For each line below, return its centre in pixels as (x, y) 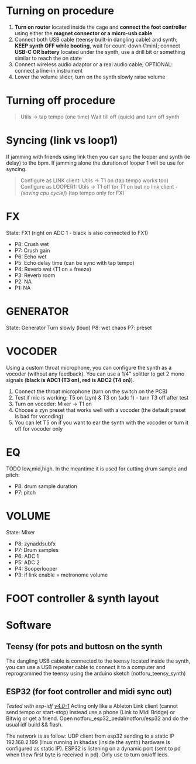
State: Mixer (20, 532)
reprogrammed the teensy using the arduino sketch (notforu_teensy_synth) (96, 673)
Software (29, 625)
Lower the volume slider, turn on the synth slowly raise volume (90, 77)
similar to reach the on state (48, 58)
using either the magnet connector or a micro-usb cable (83, 33)
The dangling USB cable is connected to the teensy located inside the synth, (98, 661)
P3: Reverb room (35, 275)
